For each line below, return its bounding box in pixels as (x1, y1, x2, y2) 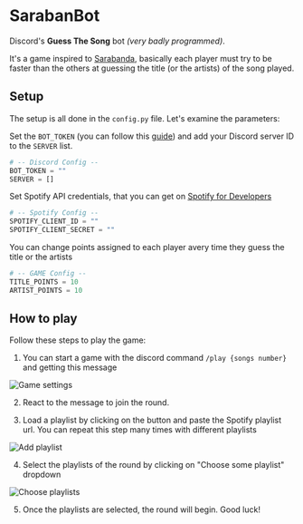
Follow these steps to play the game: (9, 335, 147, 345)
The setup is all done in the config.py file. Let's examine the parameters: (9, 112, 280, 123)
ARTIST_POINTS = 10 (9, 286, 83, 295)
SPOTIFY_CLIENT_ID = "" (9, 217, 99, 227)
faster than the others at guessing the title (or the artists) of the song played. (9, 63, 295, 73)
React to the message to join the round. (22, 397, 170, 408)
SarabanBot (9, 5, 100, 26)
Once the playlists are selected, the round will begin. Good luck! (22, 504, 260, 515)
